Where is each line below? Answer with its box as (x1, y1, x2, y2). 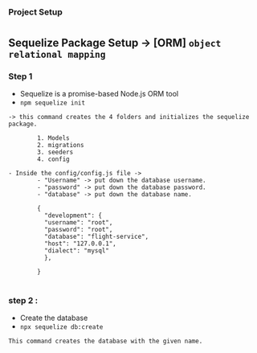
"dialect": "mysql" (43, 247, 110, 255)
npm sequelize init (19, 99, 86, 107)
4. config (37, 155, 70, 163)
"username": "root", (43, 219, 113, 227)
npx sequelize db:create (19, 322, 104, 331)
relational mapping (8, 49, 106, 60)
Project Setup (8, 6, 63, 18)
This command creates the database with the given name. (8, 337, 203, 345)
